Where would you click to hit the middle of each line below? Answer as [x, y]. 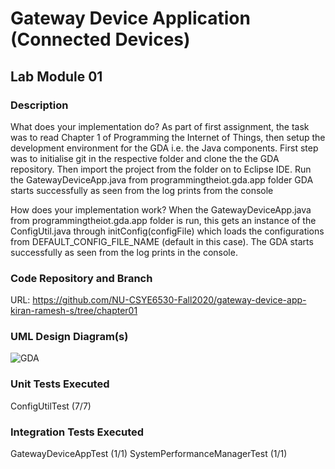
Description [39, 105]
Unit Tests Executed [60, 384]
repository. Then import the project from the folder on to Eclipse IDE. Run [161, 169]
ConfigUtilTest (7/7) [51, 406]
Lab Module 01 [56, 76]
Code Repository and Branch [81, 278]
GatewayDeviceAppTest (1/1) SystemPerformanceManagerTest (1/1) [149, 454]
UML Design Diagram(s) [69, 337]
